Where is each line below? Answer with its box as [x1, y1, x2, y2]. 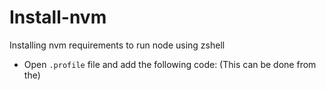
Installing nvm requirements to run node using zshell [9, 39, 226, 51]
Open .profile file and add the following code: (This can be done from [23, 58, 317, 70]
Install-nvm [9, 6, 107, 29]
